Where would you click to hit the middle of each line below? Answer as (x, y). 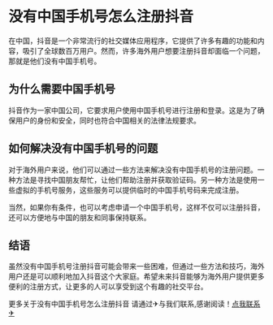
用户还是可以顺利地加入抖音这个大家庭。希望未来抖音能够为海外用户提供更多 (136, 276)
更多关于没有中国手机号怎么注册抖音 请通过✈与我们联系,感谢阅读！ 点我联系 (134, 304)
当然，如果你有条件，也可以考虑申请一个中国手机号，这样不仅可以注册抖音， (136, 207)
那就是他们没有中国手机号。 (55, 61)
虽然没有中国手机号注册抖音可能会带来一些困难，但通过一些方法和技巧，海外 (136, 266)
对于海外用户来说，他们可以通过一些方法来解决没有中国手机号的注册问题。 (133, 169)
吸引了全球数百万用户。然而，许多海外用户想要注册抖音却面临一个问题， (143, 50)
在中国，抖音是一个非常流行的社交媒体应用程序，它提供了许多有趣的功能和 (133, 41)
